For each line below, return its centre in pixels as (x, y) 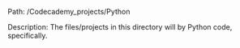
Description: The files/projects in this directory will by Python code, (120, 27)
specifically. (28, 36)
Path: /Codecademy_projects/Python (69, 12)
